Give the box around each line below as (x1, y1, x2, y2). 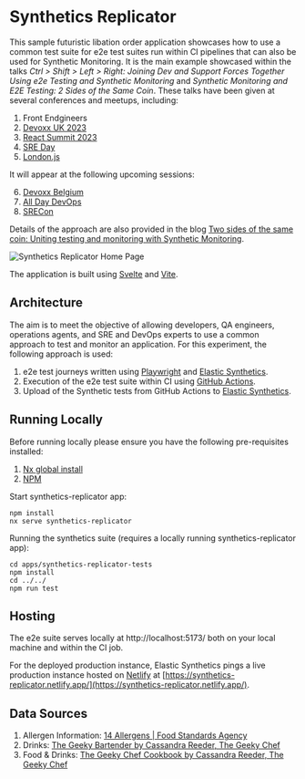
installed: (9, 445, 44, 457)
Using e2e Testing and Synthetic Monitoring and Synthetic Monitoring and (9, 75, 289, 86)
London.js (22, 151, 61, 161)
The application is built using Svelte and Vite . (9, 268, 178, 279)
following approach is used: (9, 348, 114, 359)
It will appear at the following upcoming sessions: (9, 169, 195, 180)
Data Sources (9, 705, 88, 722)
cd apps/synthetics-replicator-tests (9, 559, 153, 569)
